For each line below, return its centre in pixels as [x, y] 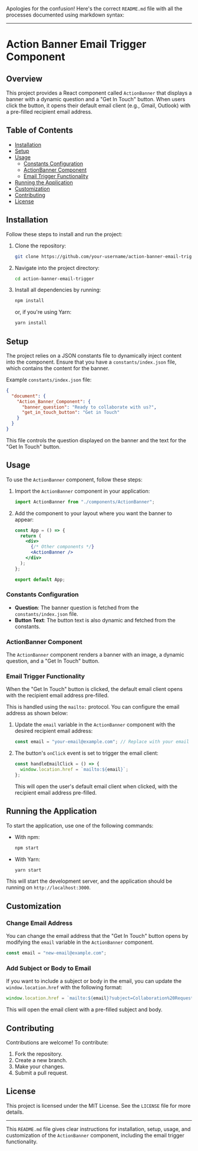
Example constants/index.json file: [49, 380]
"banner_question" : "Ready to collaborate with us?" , [89, 407]
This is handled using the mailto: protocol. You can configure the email [93, 707]
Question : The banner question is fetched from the [77, 607]
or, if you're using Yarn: [43, 312]
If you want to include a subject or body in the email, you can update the [94, 981]
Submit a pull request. [41, 1073]
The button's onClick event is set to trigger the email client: [87, 753]
